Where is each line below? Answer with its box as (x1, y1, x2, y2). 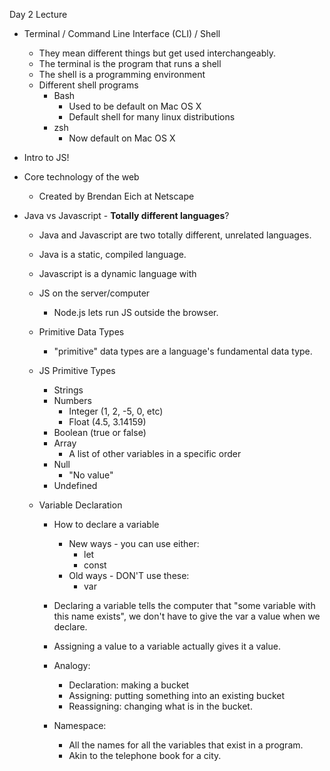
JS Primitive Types (38, 365, 116, 376)
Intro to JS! (23, 152, 70, 163)
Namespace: (53, 720, 107, 731)
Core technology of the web (23, 171, 140, 183)
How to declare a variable (53, 519, 160, 530)
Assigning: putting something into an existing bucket (68, 690, 286, 701)
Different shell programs (38, 79, 139, 91)
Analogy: (53, 660, 91, 671)
